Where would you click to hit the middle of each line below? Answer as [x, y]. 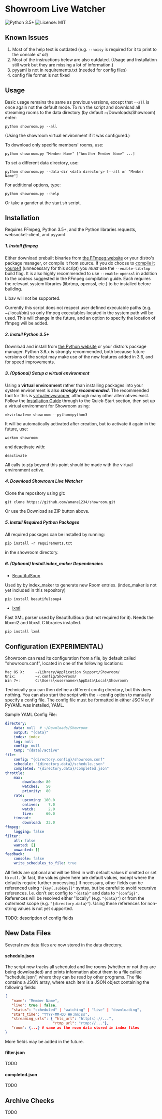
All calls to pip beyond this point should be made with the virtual [69, 465]
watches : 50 [37, 787]
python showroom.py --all [31, 126]
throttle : [15, 773]
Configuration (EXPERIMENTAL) [54, 646]
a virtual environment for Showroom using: [48, 406]
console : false [29, 859]
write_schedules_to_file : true [45, 863]
